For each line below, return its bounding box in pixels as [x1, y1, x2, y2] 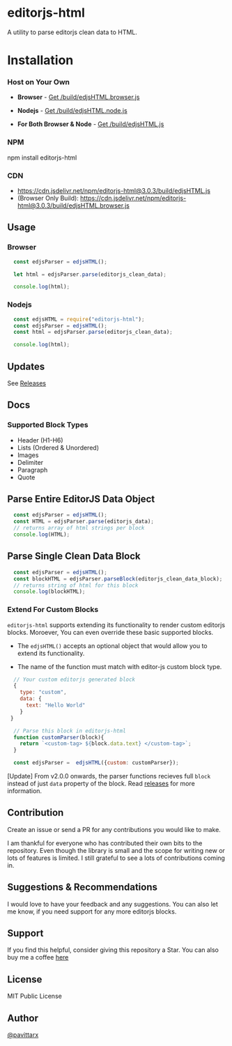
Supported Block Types [7, 420, 88, 430]
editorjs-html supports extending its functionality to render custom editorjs [7, 620, 225, 629]
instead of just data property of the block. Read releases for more [7, 779, 195, 788]
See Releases [7, 378, 47, 387]
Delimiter [17, 458, 44, 466]
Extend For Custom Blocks [7, 605, 99, 615]
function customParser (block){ [13, 734, 105, 741]
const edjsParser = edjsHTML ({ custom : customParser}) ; [13, 760, 179, 767]
